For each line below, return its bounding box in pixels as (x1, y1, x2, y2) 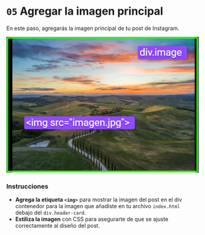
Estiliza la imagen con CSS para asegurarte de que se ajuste (15, 215, 169, 223)
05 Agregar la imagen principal (6, 4, 164, 18)
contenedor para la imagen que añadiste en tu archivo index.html (15, 203, 181, 210)
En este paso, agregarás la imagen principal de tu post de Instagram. (6, 24, 180, 32)
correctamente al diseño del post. (15, 222, 100, 229)
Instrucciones (6, 182, 49, 190)
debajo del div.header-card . (15, 209, 87, 217)
